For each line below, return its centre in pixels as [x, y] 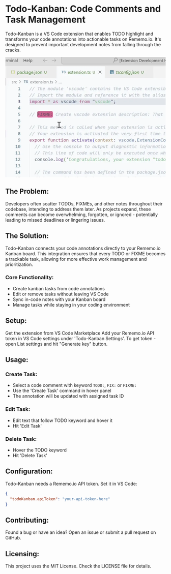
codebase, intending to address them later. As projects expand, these [78, 209]
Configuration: [29, 472]
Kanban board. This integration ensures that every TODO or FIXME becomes [85, 253]
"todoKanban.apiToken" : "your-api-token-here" [60, 499]
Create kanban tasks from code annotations [59, 288]
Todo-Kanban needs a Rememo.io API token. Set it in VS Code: [71, 484]
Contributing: [27, 520]
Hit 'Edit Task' [27, 426]
